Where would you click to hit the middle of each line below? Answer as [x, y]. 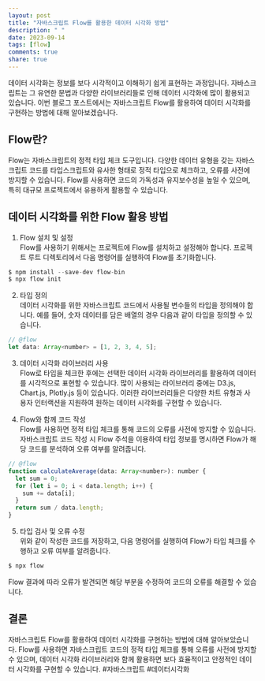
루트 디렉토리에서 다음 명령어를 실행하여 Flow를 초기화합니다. [122, 257]
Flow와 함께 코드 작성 [53, 419]
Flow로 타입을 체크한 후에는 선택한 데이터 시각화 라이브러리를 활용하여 [127, 373]
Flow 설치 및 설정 [46, 237]
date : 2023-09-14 [37, 37]
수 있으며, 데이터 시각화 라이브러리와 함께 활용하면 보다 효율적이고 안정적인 [123, 659]
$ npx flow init [35, 279]
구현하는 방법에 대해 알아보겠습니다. [63, 112]
